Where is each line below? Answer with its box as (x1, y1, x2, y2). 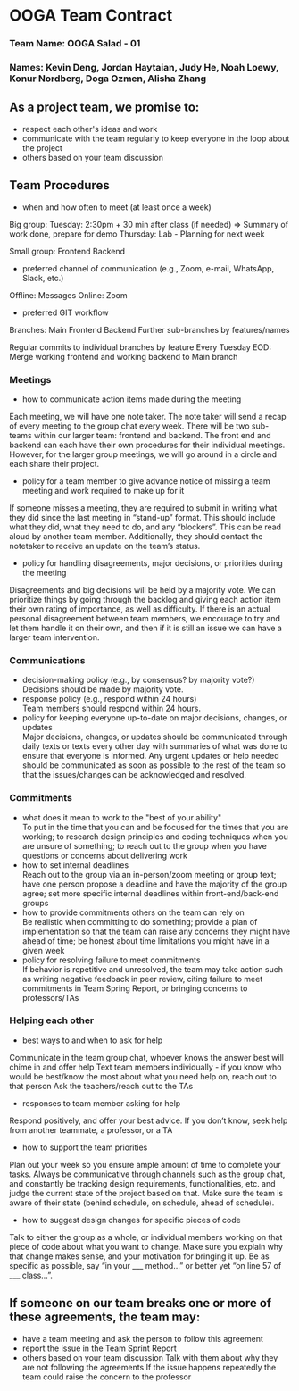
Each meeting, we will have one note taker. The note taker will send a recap (9, 411, 287, 421)
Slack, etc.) (21, 272, 64, 283)
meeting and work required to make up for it (21, 485, 185, 496)
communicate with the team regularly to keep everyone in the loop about (21, 133, 290, 144)
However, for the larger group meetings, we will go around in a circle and (9, 448, 278, 460)
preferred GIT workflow (21, 307, 109, 318)
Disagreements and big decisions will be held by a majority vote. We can (9, 584, 277, 595)
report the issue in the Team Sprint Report (21, 1343, 177, 1354)
